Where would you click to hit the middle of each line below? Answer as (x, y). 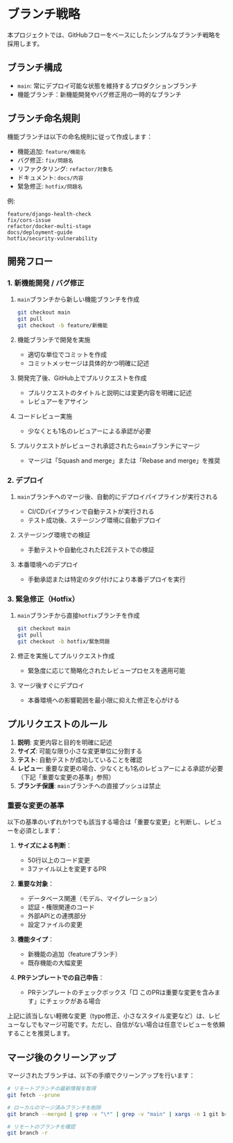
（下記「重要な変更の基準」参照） (66, 777)
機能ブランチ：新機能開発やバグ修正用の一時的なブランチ (99, 94)
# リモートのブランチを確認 (42, 1127)
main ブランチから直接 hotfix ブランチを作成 (78, 616)
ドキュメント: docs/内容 (50, 177)
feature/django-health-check (49, 214)
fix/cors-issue (29, 220)
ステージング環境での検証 (54, 535)
